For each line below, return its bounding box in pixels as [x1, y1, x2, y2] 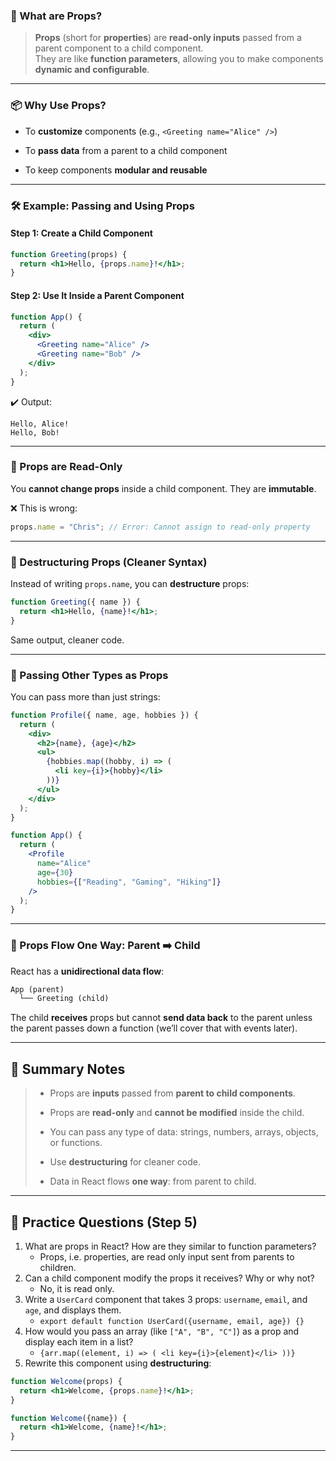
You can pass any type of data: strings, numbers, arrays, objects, [49, 1126, 319, 1138]
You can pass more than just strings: [10, 690, 161, 703]
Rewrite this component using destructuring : [24, 1357, 212, 1369]
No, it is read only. [39, 1282, 115, 1294]
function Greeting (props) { [10, 249, 128, 259]
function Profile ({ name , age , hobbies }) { [10, 710, 199, 720]
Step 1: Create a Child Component [10, 227, 153, 239]
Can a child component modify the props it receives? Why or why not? [24, 1272, 315, 1284]
